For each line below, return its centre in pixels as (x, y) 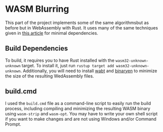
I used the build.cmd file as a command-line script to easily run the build (78, 103)
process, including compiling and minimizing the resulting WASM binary (78, 108)
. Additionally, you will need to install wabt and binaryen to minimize (89, 71)
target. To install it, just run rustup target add (68, 65)
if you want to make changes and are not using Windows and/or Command (81, 119)
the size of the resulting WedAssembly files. (50, 76)
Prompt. (13, 124)
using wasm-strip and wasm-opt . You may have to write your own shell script (81, 113)
